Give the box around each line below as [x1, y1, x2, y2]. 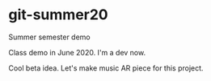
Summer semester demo [8, 32, 91, 42]
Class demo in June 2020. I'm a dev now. [8, 47, 146, 57]
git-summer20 [8, 6, 108, 24]
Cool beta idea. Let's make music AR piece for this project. [8, 63, 204, 73]
